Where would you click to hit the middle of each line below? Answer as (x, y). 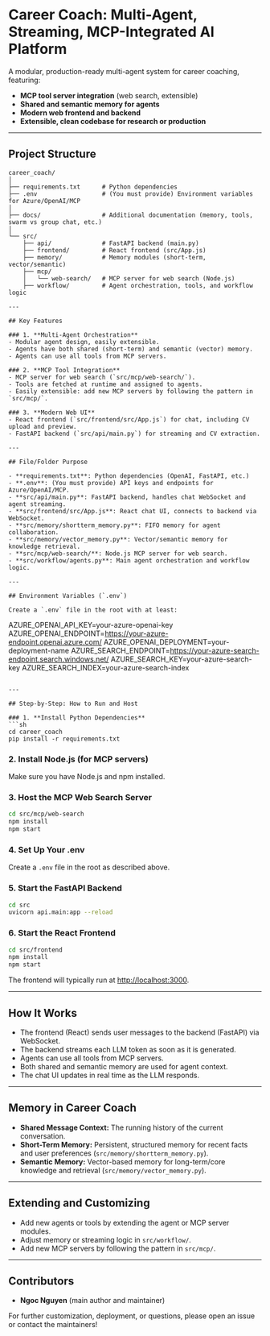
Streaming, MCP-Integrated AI (111, 32)
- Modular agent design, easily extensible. (84, 342)
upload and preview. (43, 426)
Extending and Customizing (79, 1203)
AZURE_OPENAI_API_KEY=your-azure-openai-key (91, 624)
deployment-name (39, 650)
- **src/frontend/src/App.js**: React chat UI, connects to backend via (133, 511)
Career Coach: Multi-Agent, (103, 15)
